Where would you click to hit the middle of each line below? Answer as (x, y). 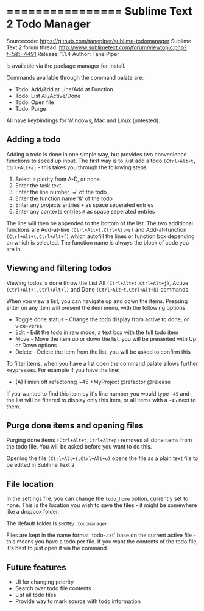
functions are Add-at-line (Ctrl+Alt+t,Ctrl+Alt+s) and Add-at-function (97, 229)
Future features (36, 567)
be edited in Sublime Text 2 (40, 465)
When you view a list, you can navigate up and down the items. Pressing (97, 301)
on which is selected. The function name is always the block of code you (98, 242)
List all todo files (36, 595)
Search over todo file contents (53, 588)
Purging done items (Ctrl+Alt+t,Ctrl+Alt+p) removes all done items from (99, 440)
